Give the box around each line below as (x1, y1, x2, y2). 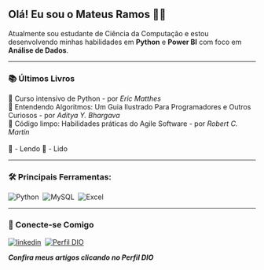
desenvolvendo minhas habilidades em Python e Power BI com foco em (8, 37, 242, 46)
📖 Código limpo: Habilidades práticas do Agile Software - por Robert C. (8, 119, 238, 128)
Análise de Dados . (8, 45, 69, 55)
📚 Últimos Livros (8, 72, 75, 83)
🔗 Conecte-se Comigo (8, 220, 94, 231)
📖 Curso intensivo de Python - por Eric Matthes (8, 94, 161, 103)
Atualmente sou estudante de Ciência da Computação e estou (8, 28, 210, 38)
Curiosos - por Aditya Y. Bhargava (8, 111, 120, 120)
